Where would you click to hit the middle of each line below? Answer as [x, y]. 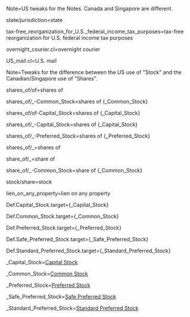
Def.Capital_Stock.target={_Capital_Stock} [57, 205]
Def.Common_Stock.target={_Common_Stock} [63, 216]
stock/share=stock [29, 182]
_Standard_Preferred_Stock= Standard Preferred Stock [72, 308]
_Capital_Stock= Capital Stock [42, 262]
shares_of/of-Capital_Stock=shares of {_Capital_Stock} [73, 113]
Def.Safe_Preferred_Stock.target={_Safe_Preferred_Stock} [77, 239]
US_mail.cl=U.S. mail [31, 61]
